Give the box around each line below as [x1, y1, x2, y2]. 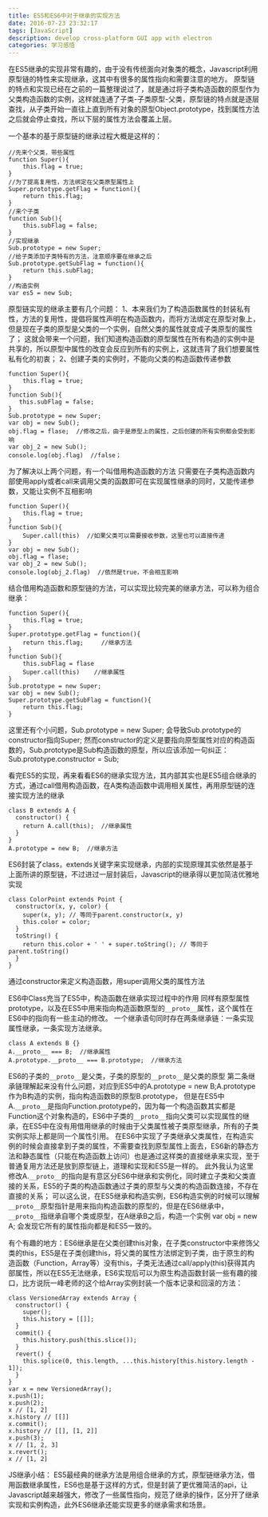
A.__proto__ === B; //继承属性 [8, 1048, 112, 1056]
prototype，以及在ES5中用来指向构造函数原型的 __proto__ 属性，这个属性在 [8, 1004, 254, 1013]
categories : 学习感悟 [8, 42, 76, 50]
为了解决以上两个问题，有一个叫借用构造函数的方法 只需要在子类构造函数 [8, 467, 248, 476]
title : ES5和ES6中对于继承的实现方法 [8, 11, 120, 20]
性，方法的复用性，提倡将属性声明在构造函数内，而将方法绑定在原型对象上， [8, 314, 260, 324]
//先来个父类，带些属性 [8, 149, 76, 157]
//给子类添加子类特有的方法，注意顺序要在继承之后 [8, 253, 152, 261]
